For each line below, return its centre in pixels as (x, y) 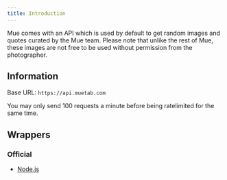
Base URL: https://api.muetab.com (57, 92)
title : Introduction (37, 13)
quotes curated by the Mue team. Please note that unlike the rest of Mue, (110, 40)
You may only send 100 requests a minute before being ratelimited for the (111, 106)
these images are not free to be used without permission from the (100, 47)
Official (20, 154)
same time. (23, 113)
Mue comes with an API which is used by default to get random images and (114, 33)
